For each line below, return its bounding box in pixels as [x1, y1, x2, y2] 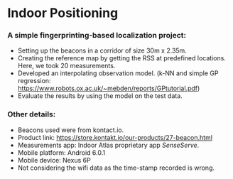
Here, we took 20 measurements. [17, 62, 116, 70]
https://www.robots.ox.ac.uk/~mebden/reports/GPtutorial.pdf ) [17, 84, 200, 93]
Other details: [7, 109, 56, 119]
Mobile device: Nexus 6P [17, 156, 91, 164]
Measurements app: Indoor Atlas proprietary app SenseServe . [17, 141, 200, 149]
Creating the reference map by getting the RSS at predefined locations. [17, 54, 226, 63]
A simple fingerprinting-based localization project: [7, 31, 187, 40]
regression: [17, 77, 51, 85]
